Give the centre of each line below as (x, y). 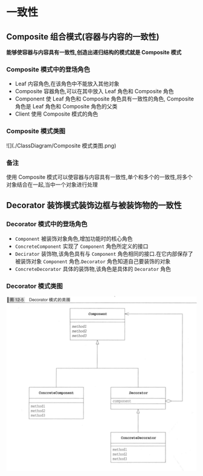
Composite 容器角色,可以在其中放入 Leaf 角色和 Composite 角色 (94, 91)
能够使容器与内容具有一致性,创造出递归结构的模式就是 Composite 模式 (94, 52)
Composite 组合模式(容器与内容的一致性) (83, 37)
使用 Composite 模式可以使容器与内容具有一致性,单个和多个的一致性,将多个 (100, 177)
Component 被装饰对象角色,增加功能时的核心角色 (74, 238)
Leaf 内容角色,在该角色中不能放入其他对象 (67, 84)
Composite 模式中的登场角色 (48, 69)
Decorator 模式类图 (34, 286)
